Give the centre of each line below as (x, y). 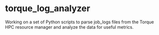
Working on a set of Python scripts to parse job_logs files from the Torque (79, 22)
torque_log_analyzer (48, 9)
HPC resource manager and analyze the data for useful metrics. (69, 27)
